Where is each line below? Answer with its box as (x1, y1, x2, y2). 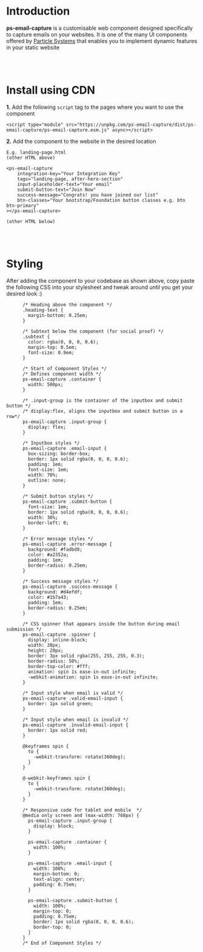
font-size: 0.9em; (28, 350, 75, 356)
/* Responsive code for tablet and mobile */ (22, 807, 142, 813)
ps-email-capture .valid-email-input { (22, 695, 123, 702)
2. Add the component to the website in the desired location (6, 137, 156, 145)
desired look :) (6, 290, 42, 297)
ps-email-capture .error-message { (22, 541, 113, 547)
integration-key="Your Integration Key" (17, 170, 121, 177)
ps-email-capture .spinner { (22, 631, 96, 638)
